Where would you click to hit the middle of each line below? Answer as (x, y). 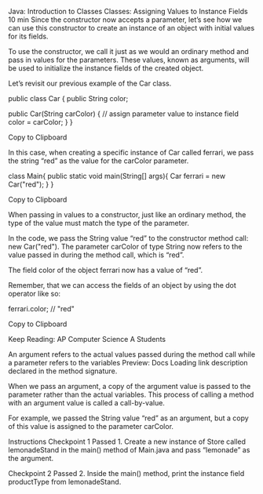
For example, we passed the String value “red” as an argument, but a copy (128, 418)
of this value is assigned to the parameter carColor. (91, 426)
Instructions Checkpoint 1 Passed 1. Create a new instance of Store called (127, 441)
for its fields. (28, 36)
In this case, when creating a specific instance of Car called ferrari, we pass (131, 153)
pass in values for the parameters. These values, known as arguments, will (129, 60)
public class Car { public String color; (68, 98)
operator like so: (35, 294)
